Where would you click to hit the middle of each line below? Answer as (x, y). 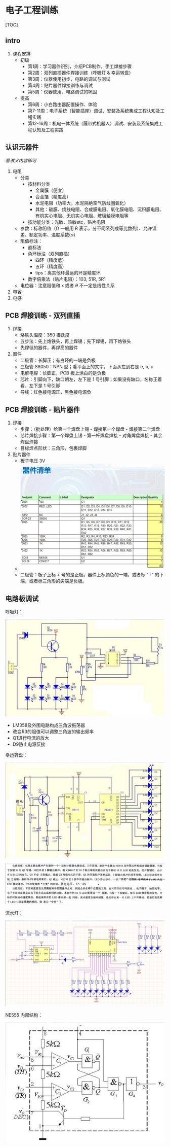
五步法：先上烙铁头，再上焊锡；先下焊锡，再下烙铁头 (76, 341)
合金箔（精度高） (53, 196)
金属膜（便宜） (51, 190)
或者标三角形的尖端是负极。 (58, 581)
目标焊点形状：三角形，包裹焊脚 (53, 448)
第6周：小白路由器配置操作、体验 (62, 104)
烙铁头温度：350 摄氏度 (45, 335)
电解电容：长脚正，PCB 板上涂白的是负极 (63, 373)
